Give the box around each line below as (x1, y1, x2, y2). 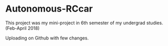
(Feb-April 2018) (5, 25, 40, 31)
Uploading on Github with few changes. (5, 35, 89, 41)
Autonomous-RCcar (5, 3, 93, 15)
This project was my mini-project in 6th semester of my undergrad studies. (5, 20, 163, 26)
